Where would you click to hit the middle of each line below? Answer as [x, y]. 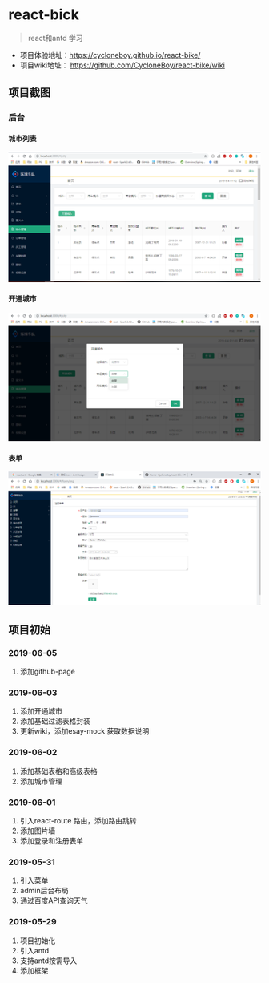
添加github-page [48, 672]
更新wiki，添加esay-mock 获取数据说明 [84, 731]
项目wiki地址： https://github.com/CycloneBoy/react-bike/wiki [122, 65]
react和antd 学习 [55, 38]
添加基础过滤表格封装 [55, 721]
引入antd [34, 950]
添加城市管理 [41, 781]
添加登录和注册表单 [52, 841]
